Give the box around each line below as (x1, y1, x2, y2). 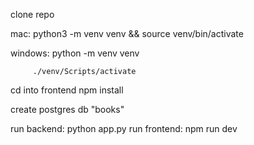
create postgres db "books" (10, 104, 125, 115)
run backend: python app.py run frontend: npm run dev (10, 123, 238, 134)
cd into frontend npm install (10, 84, 124, 96)
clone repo (10, 9, 55, 20)
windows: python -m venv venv (10, 47, 140, 59)
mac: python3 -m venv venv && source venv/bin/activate (10, 28, 244, 39)
